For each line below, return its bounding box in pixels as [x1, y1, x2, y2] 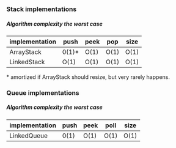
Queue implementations [6, 88, 79, 97]
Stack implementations [6, 5, 77, 13]
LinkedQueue [9, 131, 48, 139]
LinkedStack [9, 57, 45, 66]
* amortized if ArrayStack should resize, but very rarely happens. [6, 73, 170, 81]
